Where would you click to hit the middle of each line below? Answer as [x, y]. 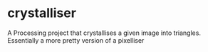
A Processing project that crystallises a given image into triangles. [104, 33]
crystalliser [42, 13]
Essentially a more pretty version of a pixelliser [76, 40]
